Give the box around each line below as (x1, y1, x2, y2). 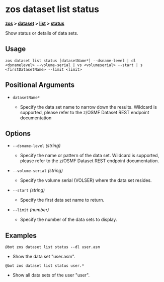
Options (5, 129, 31, 137)
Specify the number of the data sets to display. (20, 216, 117, 223)
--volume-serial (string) (12, 168, 63, 174)
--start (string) (12, 187, 45, 193)
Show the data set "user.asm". (12, 254, 75, 260)
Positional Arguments (5, 81, 75, 89)
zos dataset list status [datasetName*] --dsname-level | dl (5, 58, 136, 63)
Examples (5, 231, 37, 240)
